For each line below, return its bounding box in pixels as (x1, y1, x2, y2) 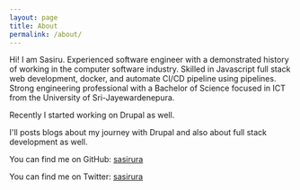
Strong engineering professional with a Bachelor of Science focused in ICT (9, 82, 286, 94)
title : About (9, 22, 58, 30)
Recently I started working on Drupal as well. (9, 109, 175, 121)
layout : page (9, 13, 58, 22)
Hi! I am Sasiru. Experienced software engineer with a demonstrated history (9, 55, 289, 65)
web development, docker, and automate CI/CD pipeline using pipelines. (9, 73, 277, 84)
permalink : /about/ (9, 30, 83, 39)
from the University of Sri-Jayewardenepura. (9, 92, 175, 103)
